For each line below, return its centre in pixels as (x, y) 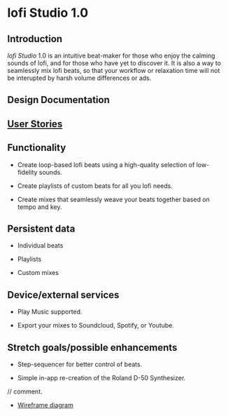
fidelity (27, 172)
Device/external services (63, 295)
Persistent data (41, 228)
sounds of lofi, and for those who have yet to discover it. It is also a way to (114, 63)
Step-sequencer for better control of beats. (80, 364)
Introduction (35, 39)
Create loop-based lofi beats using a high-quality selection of (106, 165)
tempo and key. (40, 207)
